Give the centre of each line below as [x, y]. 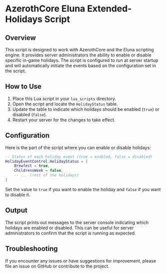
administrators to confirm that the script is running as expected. [71, 233]
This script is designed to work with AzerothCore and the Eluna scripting [80, 50]
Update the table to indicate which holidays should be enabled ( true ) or [86, 109]
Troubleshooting [32, 249]
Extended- [109, 9]
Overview [21, 38]
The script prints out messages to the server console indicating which [77, 222]
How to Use [23, 87]
